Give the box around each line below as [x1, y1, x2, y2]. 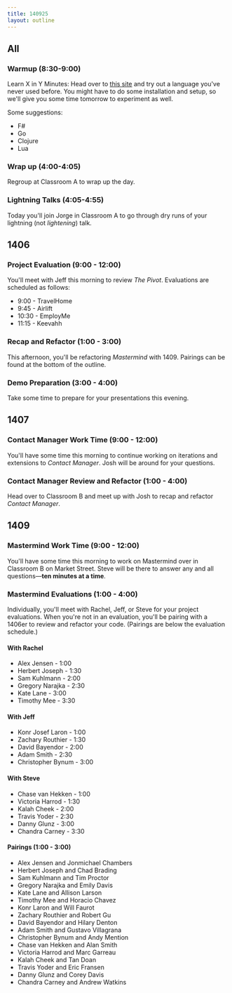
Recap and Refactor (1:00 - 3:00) [7, 337, 122, 347]
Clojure [17, 137, 39, 145]
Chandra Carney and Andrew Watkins [17, 978, 127, 986]
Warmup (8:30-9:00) [7, 64, 81, 74]
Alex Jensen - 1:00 [17, 659, 72, 667]
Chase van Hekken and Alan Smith [17, 940, 118, 949]
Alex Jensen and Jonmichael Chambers [17, 858, 133, 867]
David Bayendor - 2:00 [17, 743, 83, 752]
